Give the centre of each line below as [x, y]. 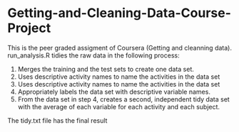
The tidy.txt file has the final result [57, 120]
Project [29, 28]
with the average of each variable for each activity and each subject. [118, 106]
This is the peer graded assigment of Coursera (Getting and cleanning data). [119, 48]
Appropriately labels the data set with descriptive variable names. [114, 92]
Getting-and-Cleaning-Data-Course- [119, 13]
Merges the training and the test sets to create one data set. [106, 69]
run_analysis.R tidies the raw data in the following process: [93, 55]
